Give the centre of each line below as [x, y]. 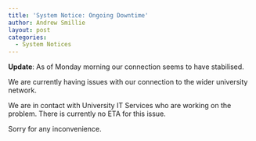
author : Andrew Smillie [47, 23]
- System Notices [43, 45]
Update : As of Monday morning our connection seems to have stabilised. [126, 67]
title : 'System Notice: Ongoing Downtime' [78, 15]
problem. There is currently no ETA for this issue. [87, 114]
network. [23, 90]
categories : [27, 37]
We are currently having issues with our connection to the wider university [128, 82]
